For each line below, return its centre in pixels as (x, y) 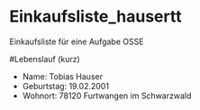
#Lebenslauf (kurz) (45, 59)
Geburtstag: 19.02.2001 (66, 86)
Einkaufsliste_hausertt (95, 17)
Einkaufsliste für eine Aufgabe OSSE (77, 41)
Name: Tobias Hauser (63, 76)
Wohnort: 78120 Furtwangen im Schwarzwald (107, 96)
